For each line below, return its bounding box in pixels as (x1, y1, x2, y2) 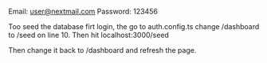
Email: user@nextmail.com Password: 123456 (8, 7, 158, 16)
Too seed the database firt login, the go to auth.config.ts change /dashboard (8, 22, 260, 31)
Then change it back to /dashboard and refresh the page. (8, 46, 197, 54)
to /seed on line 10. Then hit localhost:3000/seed (8, 31, 170, 39)
